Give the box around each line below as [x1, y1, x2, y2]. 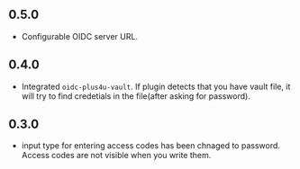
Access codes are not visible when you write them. [21, 150, 212, 161]
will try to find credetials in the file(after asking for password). [21, 90, 251, 102]
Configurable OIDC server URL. [21, 31, 139, 41]
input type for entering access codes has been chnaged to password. [21, 140, 281, 151]
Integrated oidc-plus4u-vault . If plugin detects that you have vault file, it [21, 81, 291, 92]
